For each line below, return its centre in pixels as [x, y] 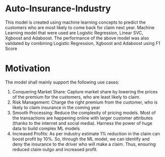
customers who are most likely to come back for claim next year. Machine [80, 27]
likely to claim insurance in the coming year [56, 107]
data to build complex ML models [46, 128]
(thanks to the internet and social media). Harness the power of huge [82, 123]
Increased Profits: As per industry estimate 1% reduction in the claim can [86, 133]
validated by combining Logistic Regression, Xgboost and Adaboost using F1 [83, 43]
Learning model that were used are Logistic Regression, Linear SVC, [74, 33]
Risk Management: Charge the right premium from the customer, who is [85, 102]
